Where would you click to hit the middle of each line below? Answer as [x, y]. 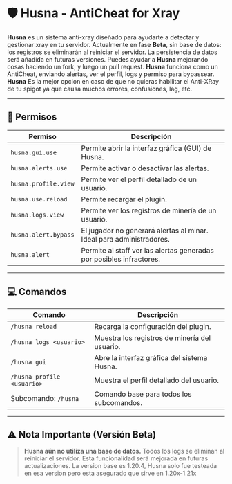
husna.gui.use [34, 152]
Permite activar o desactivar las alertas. [145, 168]
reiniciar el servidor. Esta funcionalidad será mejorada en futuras [116, 458]
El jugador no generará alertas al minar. [145, 231]
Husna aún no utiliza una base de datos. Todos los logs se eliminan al [124, 451]
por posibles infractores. [121, 259]
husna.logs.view [37, 215]
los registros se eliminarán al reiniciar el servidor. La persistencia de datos [112, 52]
